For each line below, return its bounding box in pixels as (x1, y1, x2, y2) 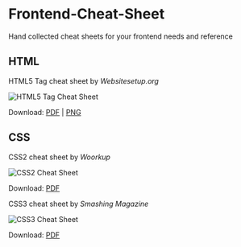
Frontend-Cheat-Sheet (8, 5, 165, 23)
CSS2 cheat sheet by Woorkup (8, 152, 111, 162)
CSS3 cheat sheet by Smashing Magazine (8, 199, 149, 208)
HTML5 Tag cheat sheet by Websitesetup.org (8, 76, 160, 85)
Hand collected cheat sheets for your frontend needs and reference (8, 31, 234, 41)
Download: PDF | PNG (8, 107, 82, 117)
